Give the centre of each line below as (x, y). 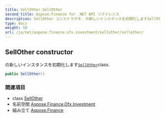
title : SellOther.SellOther (34, 10)
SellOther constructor (39, 52)
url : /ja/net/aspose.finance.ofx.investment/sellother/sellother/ (74, 32)
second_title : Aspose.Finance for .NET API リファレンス (62, 14)
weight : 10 (16, 28)
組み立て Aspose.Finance (38, 110)
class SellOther (27, 98)
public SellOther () (25, 74)
